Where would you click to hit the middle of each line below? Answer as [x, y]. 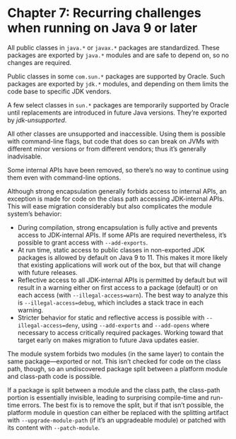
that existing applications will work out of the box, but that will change [119, 265]
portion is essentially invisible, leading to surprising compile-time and [108, 397]
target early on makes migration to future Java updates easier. [108, 340]
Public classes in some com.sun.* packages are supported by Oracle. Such [116, 76]
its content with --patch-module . [54, 427]
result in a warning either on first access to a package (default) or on [117, 287]
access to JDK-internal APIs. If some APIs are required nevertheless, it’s [122, 235]
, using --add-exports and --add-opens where [143, 325]
